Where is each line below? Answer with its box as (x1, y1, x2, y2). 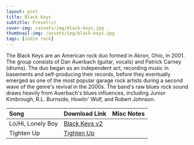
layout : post (6, 8, 38, 15)
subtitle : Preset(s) (6, 19, 57, 25)
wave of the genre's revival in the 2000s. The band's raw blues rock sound (6, 83, 189, 90)
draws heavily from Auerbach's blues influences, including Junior (6, 89, 166, 96)
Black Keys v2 (64, 120, 103, 127)
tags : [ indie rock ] (6, 36, 54, 42)
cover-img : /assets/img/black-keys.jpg (6, 25, 104, 31)
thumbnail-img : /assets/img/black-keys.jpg (6, 31, 115, 36)
